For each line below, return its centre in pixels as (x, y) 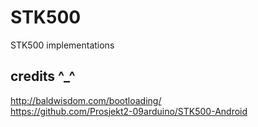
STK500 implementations (62, 45)
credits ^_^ (43, 76)
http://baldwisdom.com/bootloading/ (86, 100)
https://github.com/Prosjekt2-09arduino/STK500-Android (129, 111)
